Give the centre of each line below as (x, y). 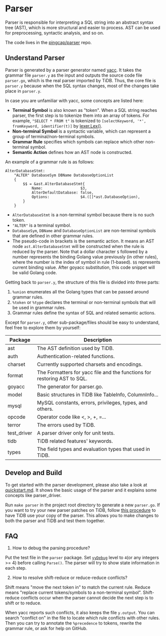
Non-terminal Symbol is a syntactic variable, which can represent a (82, 131)
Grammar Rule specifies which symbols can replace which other (78, 142)
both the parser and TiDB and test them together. (55, 521)
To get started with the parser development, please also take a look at (76, 485)
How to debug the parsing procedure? (51, 548)
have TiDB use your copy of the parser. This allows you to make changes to (82, 515)
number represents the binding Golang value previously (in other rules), (85, 257)
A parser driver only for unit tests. (76, 433)
